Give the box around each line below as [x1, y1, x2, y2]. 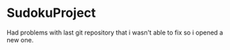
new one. [6, 35, 34, 44]
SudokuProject [6, 5, 96, 21]
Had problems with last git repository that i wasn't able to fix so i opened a [6, 28, 224, 37]
